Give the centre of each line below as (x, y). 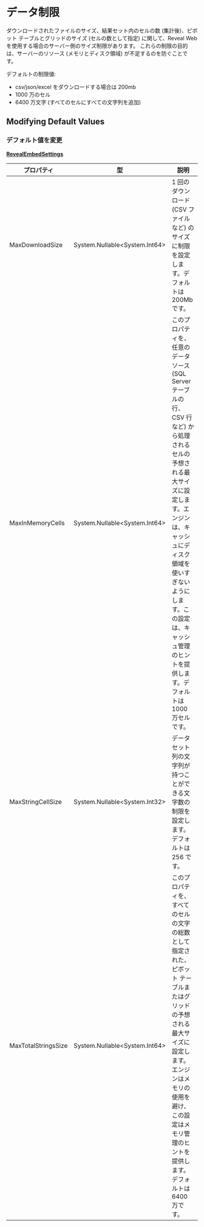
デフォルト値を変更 (34, 140)
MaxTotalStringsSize (39, 1045)
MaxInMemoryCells (37, 523)
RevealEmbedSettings (35, 154)
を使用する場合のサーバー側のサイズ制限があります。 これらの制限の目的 (97, 46)
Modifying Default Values (56, 122)
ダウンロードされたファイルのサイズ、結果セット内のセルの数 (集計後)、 (97, 30)
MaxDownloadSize (36, 244)
